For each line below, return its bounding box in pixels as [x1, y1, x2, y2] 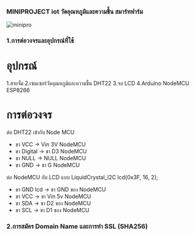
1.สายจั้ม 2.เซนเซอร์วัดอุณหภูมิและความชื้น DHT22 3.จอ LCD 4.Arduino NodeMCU [6, 79, 189, 87]
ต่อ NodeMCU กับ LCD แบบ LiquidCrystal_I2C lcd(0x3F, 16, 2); [6, 174, 158, 181]
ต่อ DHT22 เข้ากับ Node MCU [6, 128, 75, 136]
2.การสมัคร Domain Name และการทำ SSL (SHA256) [6, 222, 148, 230]
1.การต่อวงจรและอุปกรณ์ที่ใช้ [6, 37, 74, 45]
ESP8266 [6, 87, 30, 94]
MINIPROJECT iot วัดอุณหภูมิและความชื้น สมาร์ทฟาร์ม [6, 7, 143, 16]
